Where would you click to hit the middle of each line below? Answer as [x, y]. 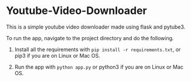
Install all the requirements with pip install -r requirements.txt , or [98, 49]
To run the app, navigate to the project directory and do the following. [90, 38]
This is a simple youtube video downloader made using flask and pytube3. [96, 27]
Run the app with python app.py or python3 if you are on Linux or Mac [99, 67]
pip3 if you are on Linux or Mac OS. [57, 55]
